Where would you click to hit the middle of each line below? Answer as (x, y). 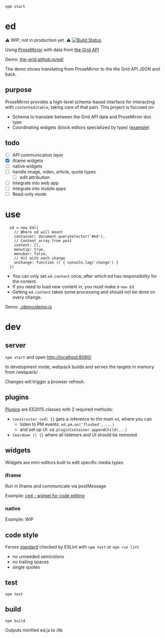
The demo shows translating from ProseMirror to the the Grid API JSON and (82, 69)
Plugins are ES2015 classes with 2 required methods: (59, 409)
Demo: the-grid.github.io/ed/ (34, 59)
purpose (19, 90)
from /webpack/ (22, 372)
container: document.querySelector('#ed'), (60, 237)
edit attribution (35, 177)
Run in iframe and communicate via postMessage (56, 486)
